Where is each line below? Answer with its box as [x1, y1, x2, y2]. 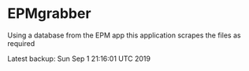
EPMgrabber [7, 5, 91, 23]
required [7, 38, 35, 48]
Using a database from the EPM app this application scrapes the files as [7, 30, 241, 40]
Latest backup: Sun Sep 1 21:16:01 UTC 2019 [7, 54, 151, 63]
